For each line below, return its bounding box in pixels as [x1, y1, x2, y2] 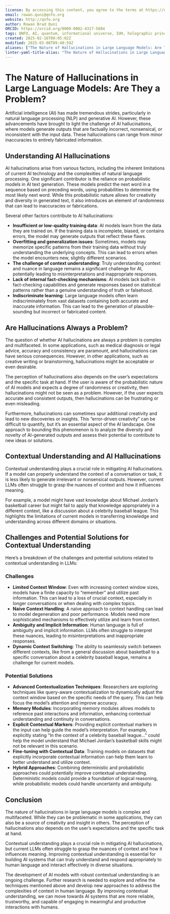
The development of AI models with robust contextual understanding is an [5, 872, 160, 878]
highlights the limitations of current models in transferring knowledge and [5, 513, 158, 519]
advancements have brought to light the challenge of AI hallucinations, [5, 121, 152, 127]
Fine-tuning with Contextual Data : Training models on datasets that [12, 749, 155, 755]
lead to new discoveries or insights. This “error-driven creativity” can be [5, 416, 156, 422]
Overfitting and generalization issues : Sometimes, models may [12, 239, 147, 245]
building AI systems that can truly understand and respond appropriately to [5, 857, 162, 863]
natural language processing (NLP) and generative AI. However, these [5, 115, 151, 122]
